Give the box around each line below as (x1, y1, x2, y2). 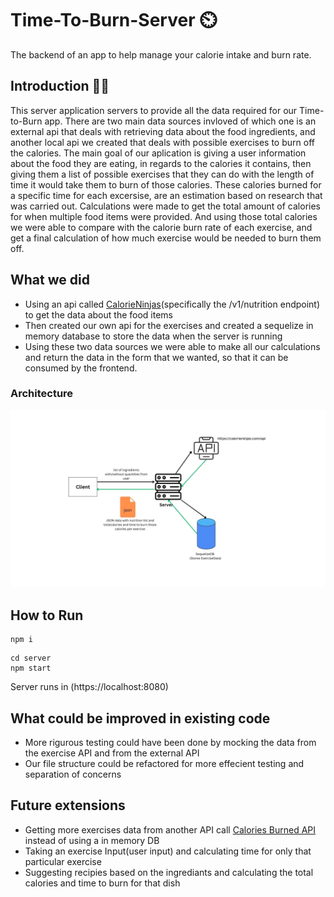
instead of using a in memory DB (24, 834, 160, 846)
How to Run (10, 607, 84, 624)
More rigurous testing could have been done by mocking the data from (24, 736, 317, 748)
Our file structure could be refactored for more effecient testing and (24, 757, 305, 769)
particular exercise (24, 855, 102, 867)
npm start (10, 663, 52, 674)
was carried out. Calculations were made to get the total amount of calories (10, 200, 322, 212)
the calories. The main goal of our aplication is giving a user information (10, 147, 307, 159)
